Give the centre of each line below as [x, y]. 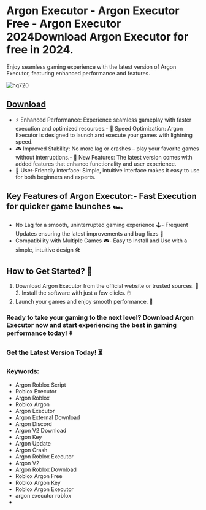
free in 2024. [40, 50]
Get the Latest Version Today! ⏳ [55, 352]
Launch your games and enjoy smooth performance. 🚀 [84, 302]
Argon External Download [48, 417]
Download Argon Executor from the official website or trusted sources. [105, 286]
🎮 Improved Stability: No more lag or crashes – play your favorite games [107, 149]
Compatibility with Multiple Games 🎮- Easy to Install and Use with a [101, 241]
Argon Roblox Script [40, 385]
